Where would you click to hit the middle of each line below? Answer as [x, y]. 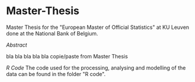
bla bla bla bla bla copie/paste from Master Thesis [67, 56]
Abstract [17, 45]
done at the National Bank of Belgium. [52, 33]
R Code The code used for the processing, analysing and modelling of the [96, 68]
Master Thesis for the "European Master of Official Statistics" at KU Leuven [98, 27]
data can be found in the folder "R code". [56, 74]
